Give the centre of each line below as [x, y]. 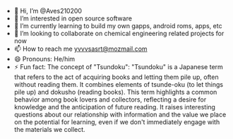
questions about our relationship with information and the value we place [120, 114]
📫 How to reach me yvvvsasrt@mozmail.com [80, 49]
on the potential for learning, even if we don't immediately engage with [117, 122]
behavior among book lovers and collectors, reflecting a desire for [110, 99]
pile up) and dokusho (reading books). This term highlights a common [115, 92]
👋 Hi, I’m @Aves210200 [48, 11]
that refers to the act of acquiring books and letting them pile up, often [116, 77]
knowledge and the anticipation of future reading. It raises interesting [114, 107]
